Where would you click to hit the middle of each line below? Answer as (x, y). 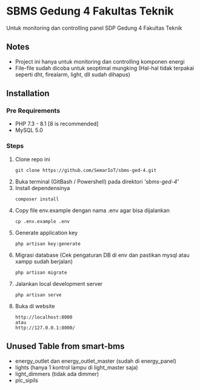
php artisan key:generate (48, 243)
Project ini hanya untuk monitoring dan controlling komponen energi (100, 61)
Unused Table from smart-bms (65, 346)
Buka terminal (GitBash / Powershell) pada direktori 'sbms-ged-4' (97, 181)
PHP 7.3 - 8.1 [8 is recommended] (57, 124)
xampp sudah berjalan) (44, 261)
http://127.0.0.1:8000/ (45, 328)
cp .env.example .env (42, 221)
